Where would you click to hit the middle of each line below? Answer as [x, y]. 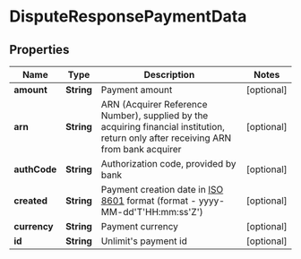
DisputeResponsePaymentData [128, 17]
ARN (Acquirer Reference [154, 104]
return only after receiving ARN [166, 138]
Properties [39, 50]
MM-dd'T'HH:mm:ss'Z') [152, 212]
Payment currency [140, 226]
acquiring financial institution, [163, 127]
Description [169, 75]
